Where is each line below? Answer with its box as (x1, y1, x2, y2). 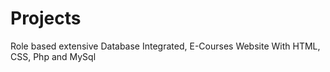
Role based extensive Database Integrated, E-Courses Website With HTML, (10, 40, 321, 52)
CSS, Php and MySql (10, 50, 97, 62)
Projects (10, 7, 82, 30)
